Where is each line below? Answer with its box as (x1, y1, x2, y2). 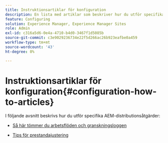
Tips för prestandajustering (12, 132, 69, 138)
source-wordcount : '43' (5, 44, 55, 49)
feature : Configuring (5, 16, 50, 21)
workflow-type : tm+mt (5, 40, 50, 45)
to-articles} (5, 96, 54, 107)
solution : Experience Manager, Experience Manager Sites (5, 21, 126, 26)
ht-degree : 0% (5, 49, 35, 54)
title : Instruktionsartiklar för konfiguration (5, 7, 106, 12)
